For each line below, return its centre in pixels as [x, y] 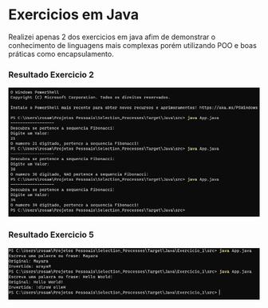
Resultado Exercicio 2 [51, 74]
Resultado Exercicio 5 [51, 235]
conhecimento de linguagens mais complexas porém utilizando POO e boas [132, 45]
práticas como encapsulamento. [61, 54]
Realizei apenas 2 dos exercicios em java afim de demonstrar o [112, 37]
